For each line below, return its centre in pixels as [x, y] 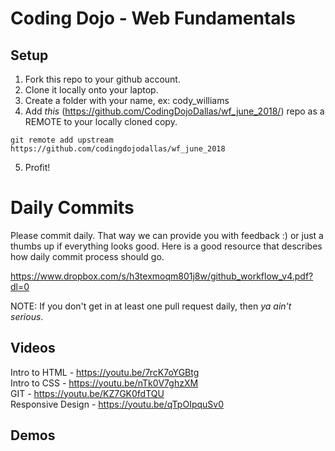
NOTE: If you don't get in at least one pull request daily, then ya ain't [151, 306]
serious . [27, 316]
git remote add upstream [62, 140]
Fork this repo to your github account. [102, 79]
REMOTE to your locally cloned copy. [101, 121]
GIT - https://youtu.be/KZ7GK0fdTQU [87, 393]
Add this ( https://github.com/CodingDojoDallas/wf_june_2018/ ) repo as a [174, 111]
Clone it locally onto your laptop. [91, 90]
